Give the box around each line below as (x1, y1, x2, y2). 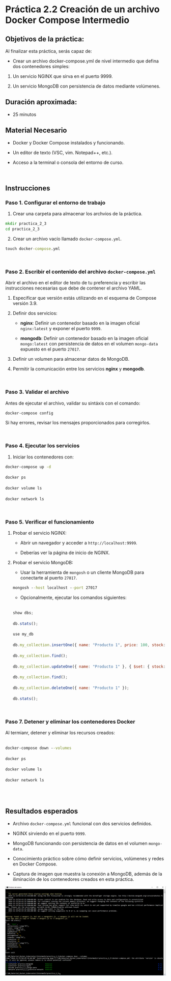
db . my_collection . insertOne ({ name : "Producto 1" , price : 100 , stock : (12, 643, 166, 648)
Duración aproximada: (5, 98, 77, 106)
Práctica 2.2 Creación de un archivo (5, 4, 160, 15)
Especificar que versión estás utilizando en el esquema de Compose (12, 295, 157, 301)
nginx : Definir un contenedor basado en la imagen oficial (20, 320, 140, 326)
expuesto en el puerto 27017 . (20, 346, 80, 352)
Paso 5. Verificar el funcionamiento (5, 518, 94, 525)
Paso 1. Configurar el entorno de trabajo (5, 199, 106, 206)
